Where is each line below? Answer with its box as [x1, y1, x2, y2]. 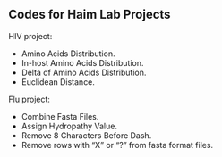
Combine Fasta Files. [21, 111, 99, 121]
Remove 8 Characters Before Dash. [21, 129, 152, 141]
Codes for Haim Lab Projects [8, 7, 171, 22]
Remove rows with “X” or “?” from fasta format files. [21, 139, 214, 150]
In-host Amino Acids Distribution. [21, 57, 144, 68]
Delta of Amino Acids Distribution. [21, 67, 147, 78]
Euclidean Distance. [21, 76, 96, 87]
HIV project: [8, 30, 53, 41]
